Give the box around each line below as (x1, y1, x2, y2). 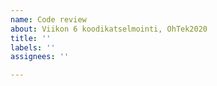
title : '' (10, 33, 52, 43)
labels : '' (10, 42, 56, 53)
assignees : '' (10, 52, 70, 62)
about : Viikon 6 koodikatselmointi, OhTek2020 (10, 24, 208, 34)
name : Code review (10, 14, 87, 25)
